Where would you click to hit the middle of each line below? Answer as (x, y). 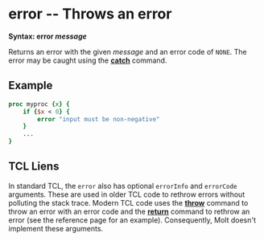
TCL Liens (34, 167)
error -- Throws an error (90, 14)
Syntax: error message (47, 36)
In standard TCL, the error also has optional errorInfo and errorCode (123, 186)
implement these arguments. (56, 228)
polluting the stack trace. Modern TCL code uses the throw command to (128, 202)
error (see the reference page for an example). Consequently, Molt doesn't (132, 220)
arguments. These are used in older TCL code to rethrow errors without (127, 194)
